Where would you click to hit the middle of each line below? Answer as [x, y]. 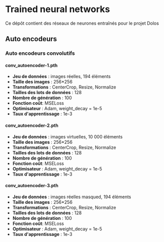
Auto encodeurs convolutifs [40, 53]
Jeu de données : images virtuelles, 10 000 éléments [67, 136]
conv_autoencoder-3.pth [32, 186]
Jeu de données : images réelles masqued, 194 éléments [72, 197]
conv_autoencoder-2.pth [32, 126]
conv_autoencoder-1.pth [31, 65]
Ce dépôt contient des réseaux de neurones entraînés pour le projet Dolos [82, 23]
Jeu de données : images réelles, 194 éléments [61, 76]
